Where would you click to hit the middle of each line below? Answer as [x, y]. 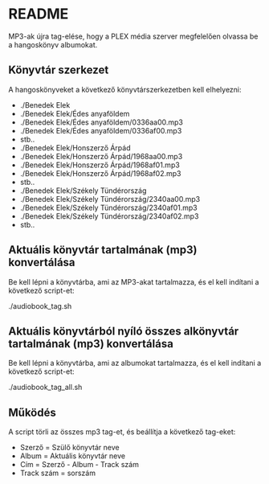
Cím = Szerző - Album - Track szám [79, 465]
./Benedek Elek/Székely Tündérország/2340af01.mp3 [109, 207]
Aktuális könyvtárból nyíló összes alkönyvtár [124, 331]
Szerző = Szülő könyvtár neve [69, 448]
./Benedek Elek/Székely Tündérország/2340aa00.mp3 [110, 199]
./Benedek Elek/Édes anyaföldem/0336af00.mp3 [101, 130]
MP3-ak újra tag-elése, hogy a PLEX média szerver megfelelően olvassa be [133, 36]
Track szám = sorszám [58, 473]
